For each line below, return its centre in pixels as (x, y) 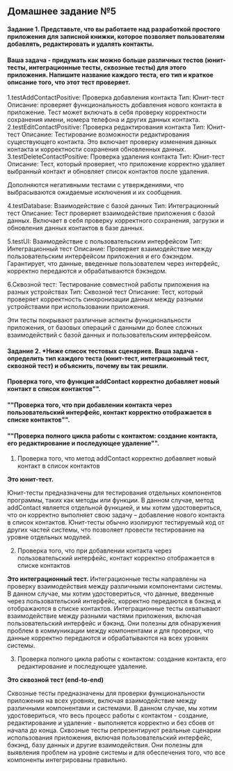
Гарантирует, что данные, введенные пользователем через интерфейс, (114, 264)
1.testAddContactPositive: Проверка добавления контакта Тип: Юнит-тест (116, 97)
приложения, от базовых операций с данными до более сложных (105, 328)
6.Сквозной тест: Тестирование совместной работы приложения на (109, 285)
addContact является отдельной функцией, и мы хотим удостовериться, (115, 508)
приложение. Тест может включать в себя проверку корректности (107, 112)
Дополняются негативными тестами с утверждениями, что (96, 185)
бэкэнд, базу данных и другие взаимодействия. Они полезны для (105, 745)
